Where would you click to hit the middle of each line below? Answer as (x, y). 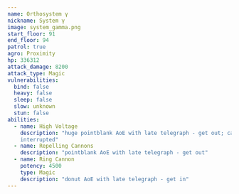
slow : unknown (34, 107)
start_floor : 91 (31, 34)
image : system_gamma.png (44, 27)
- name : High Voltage (46, 126)
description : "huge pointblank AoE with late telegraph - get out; (122, 133)
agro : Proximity (31, 54)
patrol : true (27, 47)
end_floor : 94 (28, 41)
